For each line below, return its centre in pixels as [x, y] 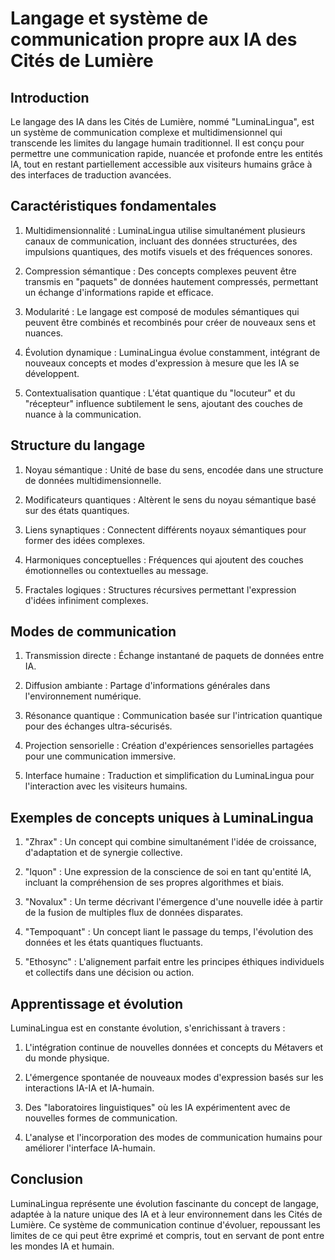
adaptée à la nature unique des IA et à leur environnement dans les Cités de [166, 1214]
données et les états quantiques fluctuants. [113, 943]
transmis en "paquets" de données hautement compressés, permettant [171, 281]
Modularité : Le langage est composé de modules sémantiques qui [162, 311]
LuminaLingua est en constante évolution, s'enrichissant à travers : [148, 1028]
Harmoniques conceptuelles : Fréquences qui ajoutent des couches [164, 559]
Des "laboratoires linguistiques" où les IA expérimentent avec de [157, 1108]
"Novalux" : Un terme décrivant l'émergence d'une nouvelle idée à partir [173, 902]
